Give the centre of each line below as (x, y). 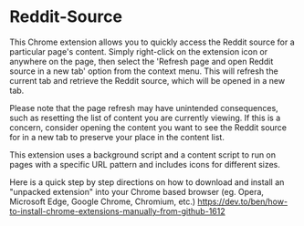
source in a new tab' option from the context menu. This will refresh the (144, 71)
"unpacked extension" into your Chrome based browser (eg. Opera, (137, 191)
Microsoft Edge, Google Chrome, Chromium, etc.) (103, 201)
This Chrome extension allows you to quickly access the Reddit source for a (152, 42)
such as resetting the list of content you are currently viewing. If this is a (145, 118)
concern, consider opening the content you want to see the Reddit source (148, 127)
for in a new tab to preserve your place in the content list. (117, 137)
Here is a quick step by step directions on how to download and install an (147, 182)
